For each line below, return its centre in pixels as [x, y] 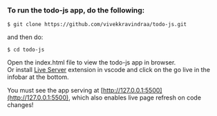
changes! [20, 105]
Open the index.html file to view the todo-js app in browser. [92, 62]
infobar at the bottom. [38, 77]
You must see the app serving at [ [55, 91]
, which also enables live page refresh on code [135, 97]
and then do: [25, 37]
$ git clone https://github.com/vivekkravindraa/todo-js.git [97, 25]
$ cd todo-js [26, 50]
